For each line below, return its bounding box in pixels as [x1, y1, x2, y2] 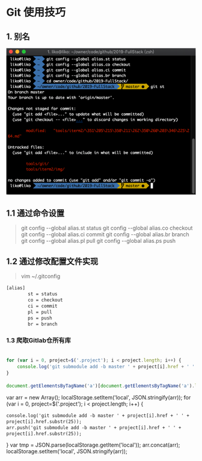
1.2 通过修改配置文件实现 [6, 256, 99, 266]
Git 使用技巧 [6, 5, 66, 19]
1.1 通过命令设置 [6, 208, 65, 218]
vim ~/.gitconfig [20, 272, 61, 280]
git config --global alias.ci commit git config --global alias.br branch [20, 231, 189, 238]
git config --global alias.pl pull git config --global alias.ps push [20, 237, 176, 245]
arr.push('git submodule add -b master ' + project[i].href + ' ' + [6, 424, 182, 431]
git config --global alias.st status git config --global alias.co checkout [20, 224, 193, 232]
